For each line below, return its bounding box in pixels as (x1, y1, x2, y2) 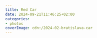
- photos (5, 21, 23, 26)
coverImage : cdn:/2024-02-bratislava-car (5, 26, 93, 31)
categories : (5, 16, 30, 21)
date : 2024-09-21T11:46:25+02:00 (5, 12, 75, 17)
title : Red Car (5, 7, 37, 12)
